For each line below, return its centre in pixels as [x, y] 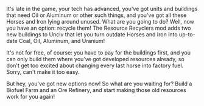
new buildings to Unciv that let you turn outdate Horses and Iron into [92, 35]
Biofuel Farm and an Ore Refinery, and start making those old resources [97, 90]
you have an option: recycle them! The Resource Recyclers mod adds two [99, 28]
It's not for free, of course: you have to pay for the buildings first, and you [98, 53]
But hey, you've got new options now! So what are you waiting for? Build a [99, 84]
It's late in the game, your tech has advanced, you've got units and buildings [102, 9]
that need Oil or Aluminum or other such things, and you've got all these [97, 15]
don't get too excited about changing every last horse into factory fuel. [95, 65]
